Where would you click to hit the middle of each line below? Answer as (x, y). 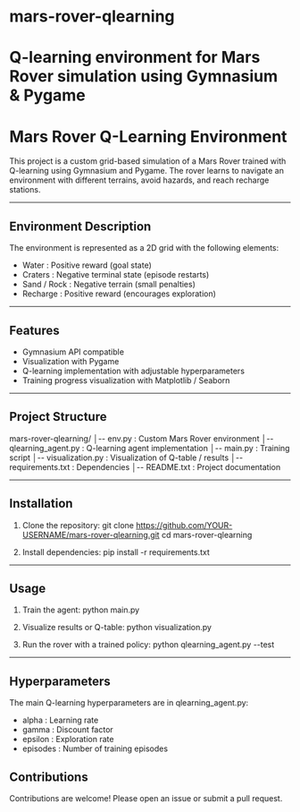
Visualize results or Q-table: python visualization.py (117, 628)
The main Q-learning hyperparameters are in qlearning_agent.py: (129, 703)
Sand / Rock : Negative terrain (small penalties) (109, 285)
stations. (25, 190)
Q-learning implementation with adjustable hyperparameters (133, 371)
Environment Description (80, 226)
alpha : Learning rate (60, 720)
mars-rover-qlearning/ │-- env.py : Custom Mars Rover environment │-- (142, 438)
